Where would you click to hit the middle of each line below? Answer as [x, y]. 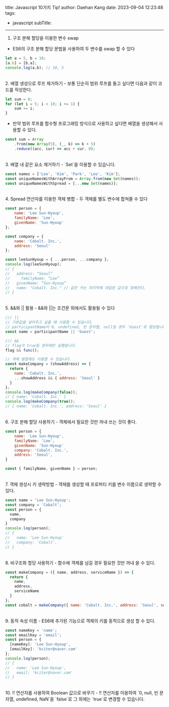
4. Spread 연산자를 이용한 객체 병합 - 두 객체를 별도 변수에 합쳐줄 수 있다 [76, 199]
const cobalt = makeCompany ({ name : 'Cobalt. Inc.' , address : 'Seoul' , [82, 605]
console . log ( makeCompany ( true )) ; [40, 402]
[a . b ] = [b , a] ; [21, 63]
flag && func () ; [22, 350]
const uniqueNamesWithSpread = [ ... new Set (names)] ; [62, 183]
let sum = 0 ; [19, 99]
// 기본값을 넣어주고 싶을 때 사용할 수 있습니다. [49, 322]
